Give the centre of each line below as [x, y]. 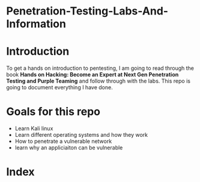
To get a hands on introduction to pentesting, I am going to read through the [100, 68]
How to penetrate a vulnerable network [63, 141]
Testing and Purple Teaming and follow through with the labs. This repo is [98, 81]
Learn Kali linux [34, 128]
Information [36, 24]
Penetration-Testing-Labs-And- [87, 11]
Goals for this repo [53, 112]
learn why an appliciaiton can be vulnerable [69, 148]
